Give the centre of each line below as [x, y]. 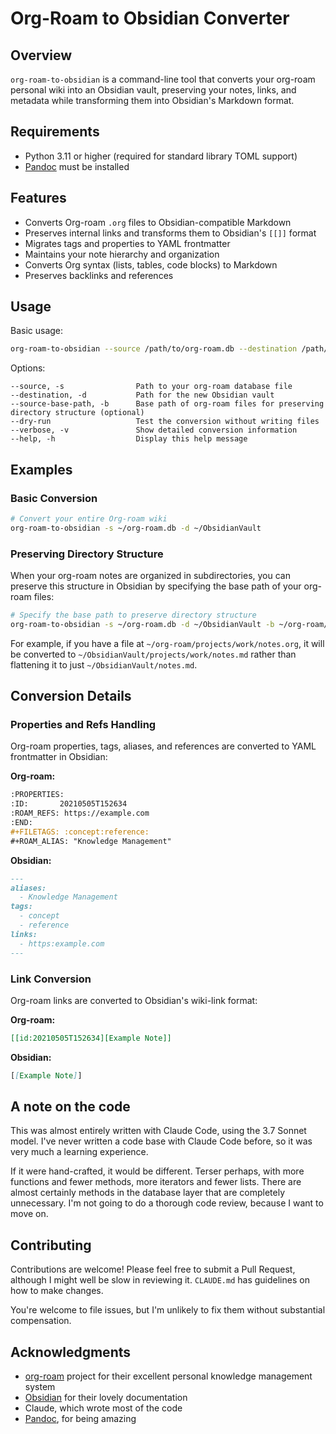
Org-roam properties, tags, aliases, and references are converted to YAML [163, 746]
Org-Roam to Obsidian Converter [150, 18]
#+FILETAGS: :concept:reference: [80, 832]
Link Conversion [51, 979]
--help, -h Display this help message [129, 439]
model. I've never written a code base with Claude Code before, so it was [161, 1141]
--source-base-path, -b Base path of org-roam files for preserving [167, 404]
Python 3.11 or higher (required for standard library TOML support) [161, 156]
